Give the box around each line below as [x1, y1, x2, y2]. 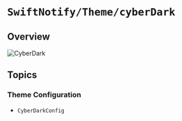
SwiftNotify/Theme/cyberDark [7, 6, 176, 19]
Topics [7, 69, 38, 81]
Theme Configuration [7, 90, 81, 99]
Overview [7, 31, 51, 42]
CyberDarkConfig [17, 107, 65, 114]
